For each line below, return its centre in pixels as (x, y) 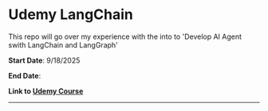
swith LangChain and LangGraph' (63, 44)
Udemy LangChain (71, 15)
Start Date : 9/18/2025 (44, 60)
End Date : (25, 75)
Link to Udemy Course (46, 91)
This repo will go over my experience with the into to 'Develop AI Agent (125, 36)
